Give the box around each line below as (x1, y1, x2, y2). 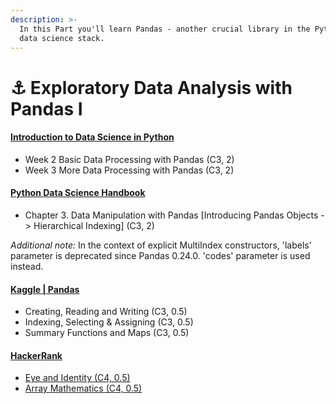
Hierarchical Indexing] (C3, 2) (33, 219, 155, 231)
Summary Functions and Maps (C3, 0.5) (24, 327, 190, 339)
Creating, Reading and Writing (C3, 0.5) (24, 306, 188, 318)
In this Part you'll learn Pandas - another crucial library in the (19, 24, 311, 34)
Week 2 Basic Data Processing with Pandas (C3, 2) (24, 153, 235, 165)
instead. (10, 260, 44, 272)
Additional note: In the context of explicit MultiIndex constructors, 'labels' (10, 239, 312, 251)
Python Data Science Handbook (10, 187, 146, 199)
